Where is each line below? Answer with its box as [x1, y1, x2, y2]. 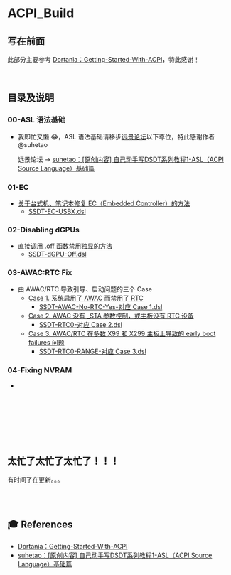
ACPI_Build [7, 5, 75, 21]
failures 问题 [28, 338, 65, 346]
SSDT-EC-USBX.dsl [28, 207, 87, 215]
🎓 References [7, 519, 73, 531]
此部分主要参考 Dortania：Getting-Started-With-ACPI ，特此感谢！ [7, 55, 200, 63]
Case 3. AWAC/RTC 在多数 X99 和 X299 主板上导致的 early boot [28, 329, 216, 338]
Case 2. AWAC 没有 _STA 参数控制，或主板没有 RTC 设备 [28, 311, 194, 320]
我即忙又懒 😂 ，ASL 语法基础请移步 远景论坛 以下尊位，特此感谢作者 [17, 132, 215, 141]
